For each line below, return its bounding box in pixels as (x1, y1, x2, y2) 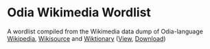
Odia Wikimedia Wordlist (7, 5, 151, 20)
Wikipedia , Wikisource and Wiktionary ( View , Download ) (7, 34, 166, 42)
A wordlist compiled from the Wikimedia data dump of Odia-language (7, 27, 204, 35)
